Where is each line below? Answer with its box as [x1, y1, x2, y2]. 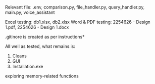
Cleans [12, 53, 27, 59]
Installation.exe [12, 64, 44, 69]
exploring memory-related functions [5, 73, 79, 79]
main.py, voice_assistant [5, 9, 55, 15]
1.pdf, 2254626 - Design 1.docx [5, 24, 69, 30]
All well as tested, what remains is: [5, 43, 76, 49]
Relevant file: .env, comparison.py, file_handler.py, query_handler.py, [5, 4, 145, 10]
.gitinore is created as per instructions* [5, 34, 85, 40]
